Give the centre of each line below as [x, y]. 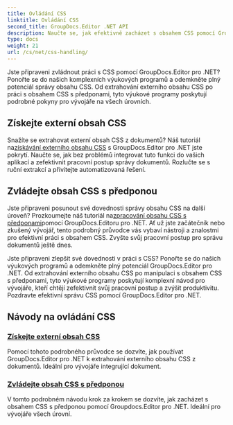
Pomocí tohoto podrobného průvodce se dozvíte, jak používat [95, 352]
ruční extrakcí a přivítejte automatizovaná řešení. [77, 169]
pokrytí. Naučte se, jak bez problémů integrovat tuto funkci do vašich [106, 155]
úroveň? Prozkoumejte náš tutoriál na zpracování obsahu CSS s [97, 215]
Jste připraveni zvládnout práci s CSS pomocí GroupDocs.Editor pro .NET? [114, 72]
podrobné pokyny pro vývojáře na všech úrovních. [79, 101]
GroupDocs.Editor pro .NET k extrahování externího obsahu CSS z [102, 359]
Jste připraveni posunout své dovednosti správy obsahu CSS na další [106, 208]
